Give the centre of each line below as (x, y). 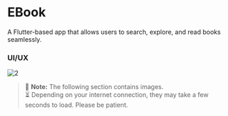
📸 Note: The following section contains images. (94, 87)
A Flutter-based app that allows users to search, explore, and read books (114, 32)
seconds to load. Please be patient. (76, 105)
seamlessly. (25, 39)
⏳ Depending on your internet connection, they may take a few (116, 95)
